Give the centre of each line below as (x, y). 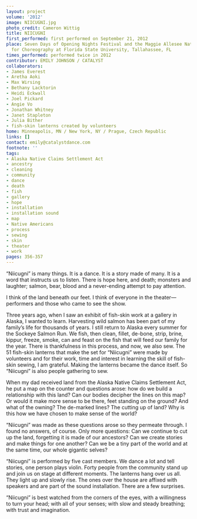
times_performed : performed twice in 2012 (59, 55)
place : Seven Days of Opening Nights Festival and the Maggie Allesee (94, 45)
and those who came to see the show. (80, 303)
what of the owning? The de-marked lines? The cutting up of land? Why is (95, 407)
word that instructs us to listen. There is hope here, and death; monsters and (98, 280)
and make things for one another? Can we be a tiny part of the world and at (97, 444)
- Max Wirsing (23, 83)
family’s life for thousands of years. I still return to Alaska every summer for (97, 327)
